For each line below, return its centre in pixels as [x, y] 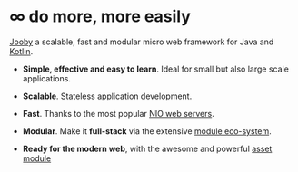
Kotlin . [21, 51]
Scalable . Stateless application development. [107, 96]
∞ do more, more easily [100, 17]
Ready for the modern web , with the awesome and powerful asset [147, 148]
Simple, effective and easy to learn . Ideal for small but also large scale [155, 69]
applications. [46, 78]
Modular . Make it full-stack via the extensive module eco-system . [147, 131]
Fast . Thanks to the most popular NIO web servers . [119, 113]
